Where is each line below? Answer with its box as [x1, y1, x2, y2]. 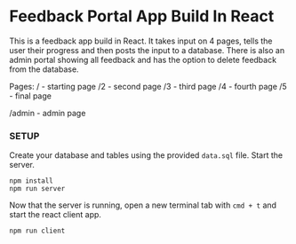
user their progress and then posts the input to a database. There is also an [9, 44, 285, 55]
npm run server [9, 185, 66, 193]
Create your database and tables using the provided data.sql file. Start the [9, 150, 283, 161]
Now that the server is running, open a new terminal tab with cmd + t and [9, 200, 277, 210]
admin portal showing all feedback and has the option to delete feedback [9, 54, 277, 65]
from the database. [9, 64, 79, 75]
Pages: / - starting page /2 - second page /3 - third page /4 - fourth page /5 [9, 81, 287, 91]
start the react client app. [9, 209, 102, 220]
